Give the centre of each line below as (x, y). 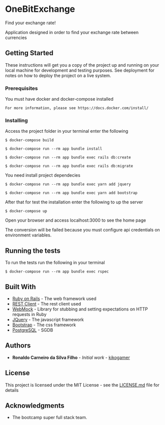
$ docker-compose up (26, 211)
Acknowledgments (35, 406)
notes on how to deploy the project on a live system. (58, 76)
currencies (16, 38)
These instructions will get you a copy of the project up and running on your (82, 65)
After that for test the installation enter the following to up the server (74, 202)
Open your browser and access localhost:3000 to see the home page (76, 220)
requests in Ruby (29, 314)
